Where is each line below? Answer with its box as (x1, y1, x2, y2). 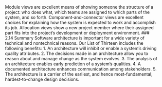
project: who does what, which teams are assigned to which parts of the (5, 9, 150, 15)
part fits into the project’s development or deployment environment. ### (5, 30, 150, 35)
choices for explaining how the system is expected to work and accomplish (5, 19, 156, 25)
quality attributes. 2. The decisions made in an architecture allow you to (5, 51, 148, 56)
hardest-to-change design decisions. (5, 76, 79, 82)
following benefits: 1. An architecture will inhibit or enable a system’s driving (5, 46, 157, 51)
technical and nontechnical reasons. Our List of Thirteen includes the (5, 40, 144, 46)
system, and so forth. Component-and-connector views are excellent (5, 15, 144, 20)
